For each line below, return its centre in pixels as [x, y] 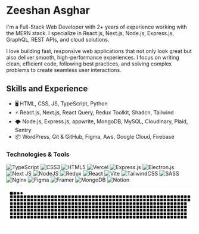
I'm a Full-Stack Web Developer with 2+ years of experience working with [97, 27]
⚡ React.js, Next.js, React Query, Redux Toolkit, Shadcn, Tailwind [94, 112]
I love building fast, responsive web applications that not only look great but [99, 51]
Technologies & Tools [38, 154]
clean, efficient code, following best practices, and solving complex [89, 64]
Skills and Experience [47, 89]
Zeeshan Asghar [48, 10]
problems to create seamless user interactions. [64, 70]
